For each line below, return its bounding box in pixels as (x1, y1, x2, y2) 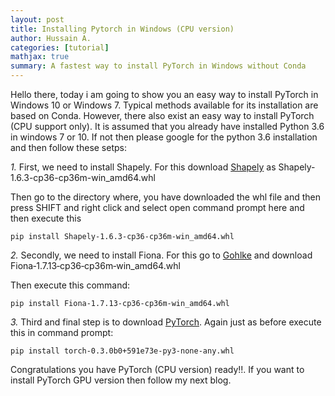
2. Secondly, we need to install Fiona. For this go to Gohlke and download (10, 249, 313, 261)
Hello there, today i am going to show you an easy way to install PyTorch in (10, 89, 319, 100)
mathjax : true (10, 52, 70, 62)
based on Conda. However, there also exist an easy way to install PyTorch (10, 110, 315, 121)
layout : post (10, 14, 65, 25)
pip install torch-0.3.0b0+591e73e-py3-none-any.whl (10, 346, 235, 356)
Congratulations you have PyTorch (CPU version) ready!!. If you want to (10, 364, 305, 375)
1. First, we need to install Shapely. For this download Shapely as (10, 161, 277, 173)
